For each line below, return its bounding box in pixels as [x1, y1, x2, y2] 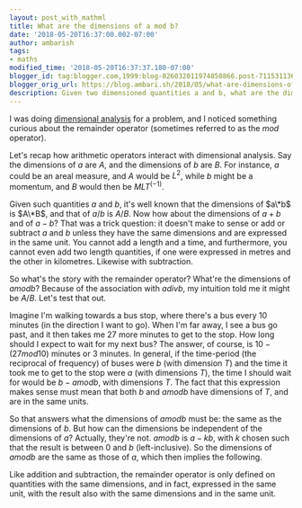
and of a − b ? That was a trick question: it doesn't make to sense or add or [9, 218, 286, 228]
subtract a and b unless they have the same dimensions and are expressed [9, 227, 288, 238]
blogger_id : [9, 72, 54, 81]
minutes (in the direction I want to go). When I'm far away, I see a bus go [9, 319, 279, 330]
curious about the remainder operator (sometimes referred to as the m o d [9, 122, 280, 133]
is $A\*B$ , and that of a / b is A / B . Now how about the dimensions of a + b [9, 208, 281, 218]
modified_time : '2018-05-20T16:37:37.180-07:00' [9, 64, 195, 73]
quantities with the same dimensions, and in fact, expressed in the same [9, 478, 277, 489]
